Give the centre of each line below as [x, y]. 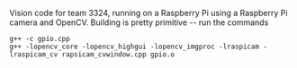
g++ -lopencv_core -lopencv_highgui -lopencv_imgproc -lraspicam [134, 47]
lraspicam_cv [34, 55]
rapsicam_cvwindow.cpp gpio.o [118, 55]
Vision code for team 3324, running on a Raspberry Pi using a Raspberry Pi [148, 13]
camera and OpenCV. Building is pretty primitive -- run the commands [139, 22]
